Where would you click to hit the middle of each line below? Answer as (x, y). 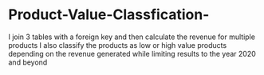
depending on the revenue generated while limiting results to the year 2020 (132, 53)
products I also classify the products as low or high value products (118, 45)
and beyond (28, 62)
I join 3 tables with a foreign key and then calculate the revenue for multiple (132, 37)
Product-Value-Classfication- (109, 15)
